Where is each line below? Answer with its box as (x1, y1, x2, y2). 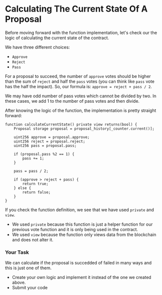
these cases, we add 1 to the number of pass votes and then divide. (5, 98, 140, 104)
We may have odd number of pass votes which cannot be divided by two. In (5, 93, 156, 99)
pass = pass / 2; (14, 169, 49, 173)
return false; (22, 190, 51, 195)
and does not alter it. (12, 236, 54, 243)
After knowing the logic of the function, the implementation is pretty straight (5, 108, 156, 113)
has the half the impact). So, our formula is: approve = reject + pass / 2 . (5, 83, 152, 89)
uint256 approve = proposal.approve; (14, 135, 90, 140)
